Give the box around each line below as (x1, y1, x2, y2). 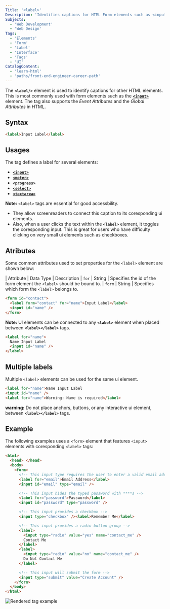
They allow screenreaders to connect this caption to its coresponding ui (12, 210, 163, 216)
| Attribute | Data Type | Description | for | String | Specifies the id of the (5, 275, 156, 282)
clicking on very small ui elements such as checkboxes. (12, 232, 129, 238)
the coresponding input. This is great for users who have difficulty (12, 226, 151, 232)
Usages (5, 146, 30, 154)
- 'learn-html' (10, 69, 42, 74)
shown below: (5, 265, 34, 272)
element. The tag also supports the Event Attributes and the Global (5, 98, 145, 104)
